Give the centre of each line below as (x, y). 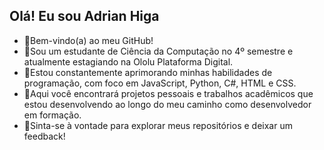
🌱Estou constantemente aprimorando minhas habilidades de (148, 72)
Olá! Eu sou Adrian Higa (84, 16)
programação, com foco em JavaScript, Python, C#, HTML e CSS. (160, 83)
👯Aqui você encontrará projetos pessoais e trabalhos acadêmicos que (168, 93)
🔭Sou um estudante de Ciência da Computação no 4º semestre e (158, 51)
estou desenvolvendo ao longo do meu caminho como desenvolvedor (167, 104)
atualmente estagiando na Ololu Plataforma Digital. (128, 61)
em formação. (52, 115)
